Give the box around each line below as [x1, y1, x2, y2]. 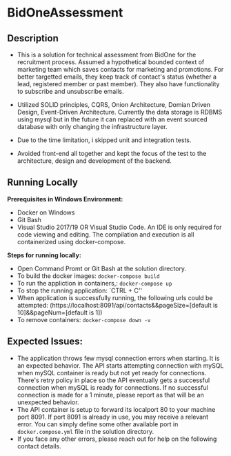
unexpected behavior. [17, 398, 79, 406]
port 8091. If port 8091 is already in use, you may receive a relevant [17, 413, 209, 421]
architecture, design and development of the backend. [17, 157, 172, 165]
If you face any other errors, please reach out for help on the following [17, 435, 217, 443]
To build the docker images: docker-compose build [17, 271, 160, 280]
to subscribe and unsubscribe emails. [17, 88, 124, 95]
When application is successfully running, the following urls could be [17, 293, 213, 301]
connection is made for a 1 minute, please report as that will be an [17, 390, 205, 399]
